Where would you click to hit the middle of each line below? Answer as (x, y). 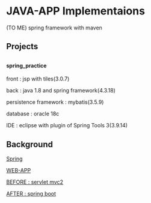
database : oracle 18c (33, 114)
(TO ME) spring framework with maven (54, 28)
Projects (22, 47)
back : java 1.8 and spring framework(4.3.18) (61, 91)
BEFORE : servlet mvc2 (35, 182)
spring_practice (26, 65)
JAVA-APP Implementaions (76, 11)
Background (29, 144)
